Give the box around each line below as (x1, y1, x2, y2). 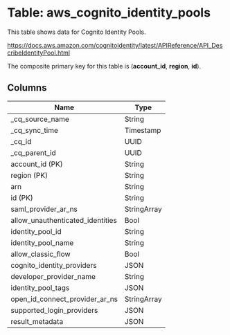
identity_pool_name (10, 237, 74, 247)
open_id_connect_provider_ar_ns (10, 294, 118, 304)
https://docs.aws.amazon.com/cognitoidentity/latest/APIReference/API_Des (7, 41, 223, 49)
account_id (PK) (10, 159, 64, 169)
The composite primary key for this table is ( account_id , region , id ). (7, 62, 202, 70)
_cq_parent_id (10, 147, 57, 157)
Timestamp (124, 125, 161, 135)
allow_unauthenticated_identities (10, 215, 118, 225)
